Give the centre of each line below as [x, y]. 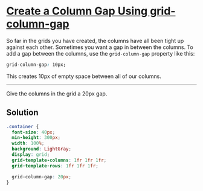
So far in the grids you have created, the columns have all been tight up [95, 40]
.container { [23, 126]
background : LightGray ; [41, 149]
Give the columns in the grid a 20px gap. [57, 93]
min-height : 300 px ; [36, 138]
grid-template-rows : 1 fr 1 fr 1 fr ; [55, 166]
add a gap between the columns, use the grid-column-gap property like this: [101, 53]
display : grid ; [31, 155]
